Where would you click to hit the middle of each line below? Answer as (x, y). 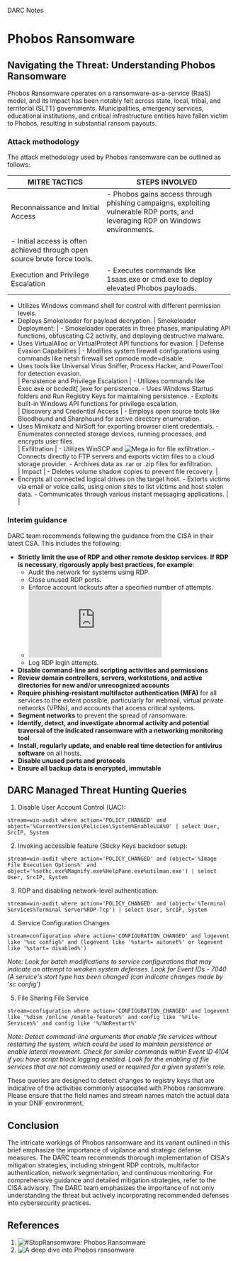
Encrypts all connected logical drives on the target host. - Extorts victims (124, 479)
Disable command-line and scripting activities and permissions (113, 670)
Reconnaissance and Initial (56, 207)
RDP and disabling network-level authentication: (88, 891)
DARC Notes (25, 10)
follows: (19, 165)
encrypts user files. (46, 441)
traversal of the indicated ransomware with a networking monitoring (120, 730)
